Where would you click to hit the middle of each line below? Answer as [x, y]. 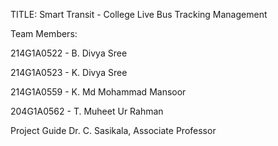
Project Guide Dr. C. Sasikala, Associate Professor [113, 130]
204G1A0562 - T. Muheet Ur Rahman [87, 111]
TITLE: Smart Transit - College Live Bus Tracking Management [139, 14]
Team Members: [44, 33]
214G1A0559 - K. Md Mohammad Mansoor [98, 92]
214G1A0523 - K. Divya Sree [69, 72]
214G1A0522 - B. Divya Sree [69, 53]
